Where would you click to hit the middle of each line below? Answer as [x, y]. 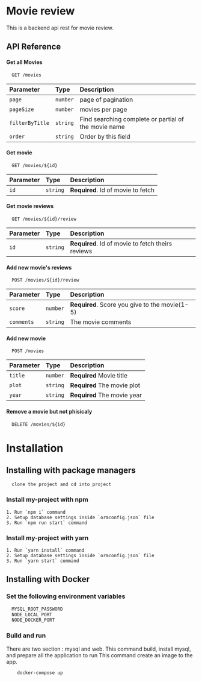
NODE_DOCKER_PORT [33, 620]
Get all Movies [25, 62]
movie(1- [175, 305]
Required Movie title [99, 376]
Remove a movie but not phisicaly [49, 411]
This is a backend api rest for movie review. [60, 28]
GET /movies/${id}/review [44, 219]
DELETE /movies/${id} [39, 424]
